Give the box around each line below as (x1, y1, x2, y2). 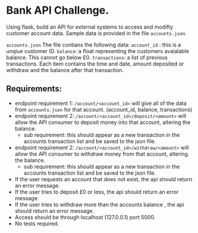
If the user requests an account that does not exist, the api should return (14, 175, 192, 182)
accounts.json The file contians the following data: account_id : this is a (6, 41, 181, 48)
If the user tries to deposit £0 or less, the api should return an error (14, 188, 179, 195)
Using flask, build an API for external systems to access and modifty (6, 23, 174, 30)
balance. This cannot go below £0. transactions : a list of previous (6, 54, 168, 61)
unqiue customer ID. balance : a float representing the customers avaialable (6, 47, 189, 54)
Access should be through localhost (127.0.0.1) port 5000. (14, 213, 156, 220)
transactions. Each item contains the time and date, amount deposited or (6, 60, 184, 67)
